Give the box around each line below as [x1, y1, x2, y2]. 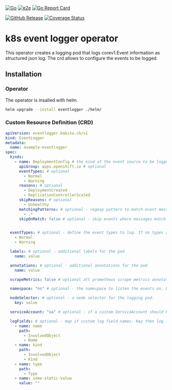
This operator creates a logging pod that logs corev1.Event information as [5, 49, 160, 56]
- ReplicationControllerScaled [24, 193, 91, 198]
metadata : [5, 140, 27, 146]
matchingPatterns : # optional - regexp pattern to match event [18, 207, 157, 212]
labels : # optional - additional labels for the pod [10, 249, 125, 254]
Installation [5, 70, 42, 79]
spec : [5, 150, 17, 155]
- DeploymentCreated [24, 188, 68, 193]
